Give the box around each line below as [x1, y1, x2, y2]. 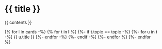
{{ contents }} [4, 19, 32, 25]
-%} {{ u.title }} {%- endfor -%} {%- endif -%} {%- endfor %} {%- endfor [4, 34, 151, 40]
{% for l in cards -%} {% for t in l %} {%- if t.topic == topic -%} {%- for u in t [4, 29, 158, 34]
